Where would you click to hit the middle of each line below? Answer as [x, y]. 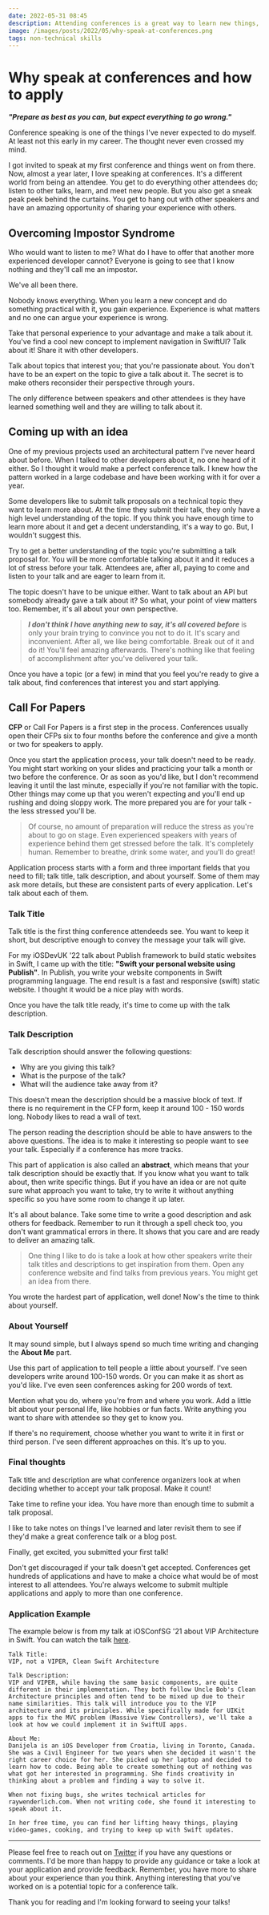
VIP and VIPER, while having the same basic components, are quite [123, 1683]
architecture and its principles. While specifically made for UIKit [127, 1711]
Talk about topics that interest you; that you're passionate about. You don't [131, 365]
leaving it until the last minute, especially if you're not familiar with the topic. [133, 785]
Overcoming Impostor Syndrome [92, 233]
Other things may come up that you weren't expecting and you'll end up [127, 793]
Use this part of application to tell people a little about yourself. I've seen [128, 1368]
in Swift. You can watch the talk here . [70, 1640]
